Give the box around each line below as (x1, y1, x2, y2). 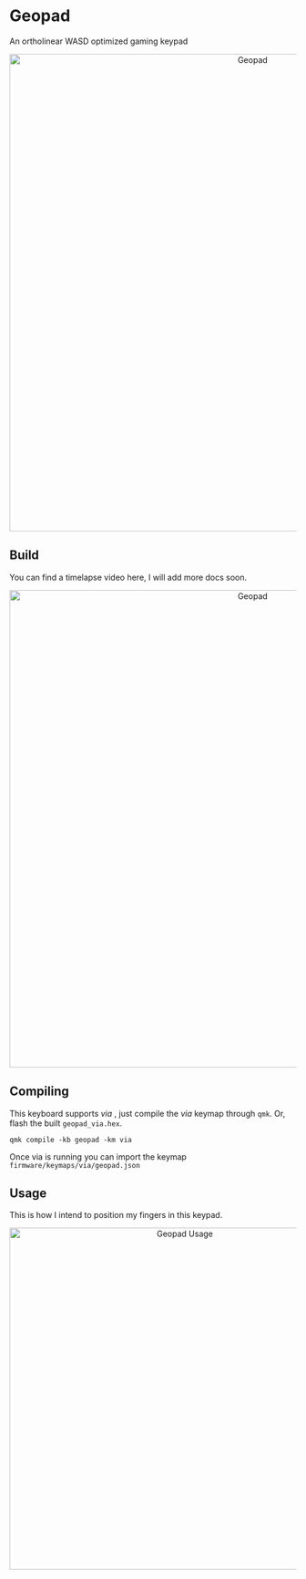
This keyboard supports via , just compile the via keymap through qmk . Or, (9, 1108, 286, 1119)
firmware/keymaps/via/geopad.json (9, 1161, 141, 1170)
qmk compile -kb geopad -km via (9, 1135, 132, 1144)
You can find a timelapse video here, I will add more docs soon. (9, 572, 248, 583)
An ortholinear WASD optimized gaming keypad (9, 36, 189, 46)
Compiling (9, 1084, 70, 1099)
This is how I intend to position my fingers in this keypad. (9, 1210, 223, 1221)
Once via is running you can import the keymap (9, 1151, 187, 1162)
